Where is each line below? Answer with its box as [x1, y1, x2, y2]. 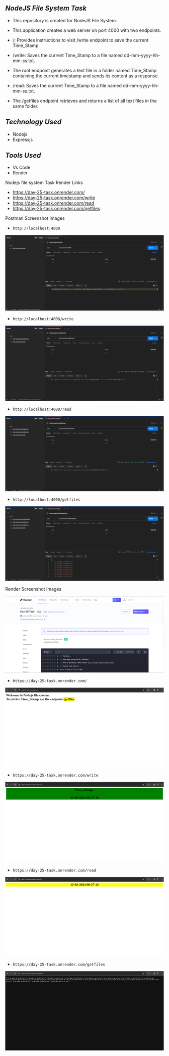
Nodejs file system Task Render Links [5, 179, 83, 186]
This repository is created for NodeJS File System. [12, 17, 117, 23]
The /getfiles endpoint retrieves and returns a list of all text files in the [12, 98, 157, 104]
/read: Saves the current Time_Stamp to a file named [12, 82, 122, 88]
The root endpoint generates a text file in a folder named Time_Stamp [12, 67, 157, 73]
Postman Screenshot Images [5, 215, 65, 221]
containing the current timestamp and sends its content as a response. [12, 73, 159, 79]
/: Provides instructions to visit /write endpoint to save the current [12, 37, 148, 43]
